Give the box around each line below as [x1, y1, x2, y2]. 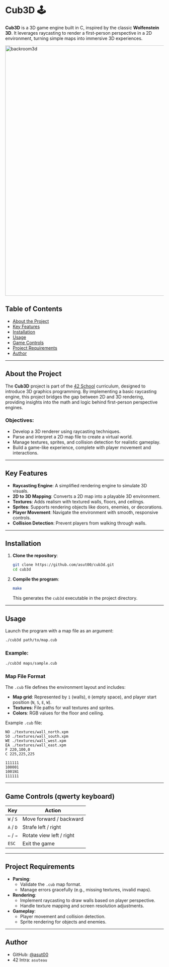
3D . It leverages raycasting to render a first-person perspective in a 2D [5, 30, 152, 36]
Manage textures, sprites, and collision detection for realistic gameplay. [12, 439, 161, 445]
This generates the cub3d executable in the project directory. [12, 595, 138, 601]
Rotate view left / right [22, 832, 74, 839]
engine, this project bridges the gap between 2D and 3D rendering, [5, 394, 144, 400]
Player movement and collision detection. [20, 913, 106, 919]
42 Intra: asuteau [12, 956, 48, 963]
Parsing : [12, 876, 31, 882]
